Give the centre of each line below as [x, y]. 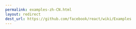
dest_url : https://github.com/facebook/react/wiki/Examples [68, 19]
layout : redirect [23, 14]
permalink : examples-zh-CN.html [38, 10]
